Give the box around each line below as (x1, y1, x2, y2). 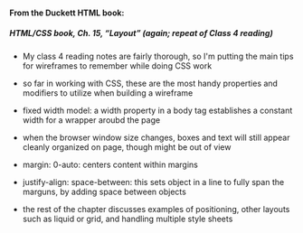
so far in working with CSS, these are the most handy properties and (22, 78, 279, 89)
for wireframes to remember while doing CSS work (22, 60, 213, 71)
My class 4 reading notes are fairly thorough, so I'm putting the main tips (22, 51, 294, 61)
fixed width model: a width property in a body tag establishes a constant (22, 105, 293, 116)
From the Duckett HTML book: (9, 7, 125, 18)
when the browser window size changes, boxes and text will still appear (22, 132, 290, 143)
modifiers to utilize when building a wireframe (22, 87, 194, 98)
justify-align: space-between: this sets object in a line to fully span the (22, 176, 285, 187)
